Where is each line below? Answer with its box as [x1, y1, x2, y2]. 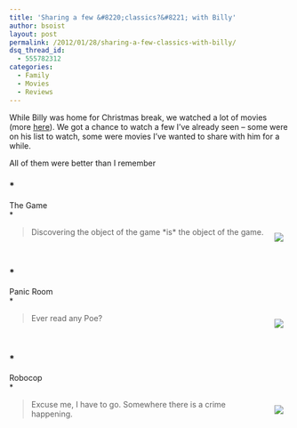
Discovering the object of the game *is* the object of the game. [30, 226, 264, 237]
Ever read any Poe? [30, 313, 103, 324]
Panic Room [9, 287, 53, 297]
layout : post [9, 29, 58, 38]
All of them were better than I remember [9, 157, 157, 168]
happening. [30, 408, 73, 419]
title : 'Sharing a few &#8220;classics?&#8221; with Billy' [9, 12, 237, 22]
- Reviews [17, 87, 53, 96]
